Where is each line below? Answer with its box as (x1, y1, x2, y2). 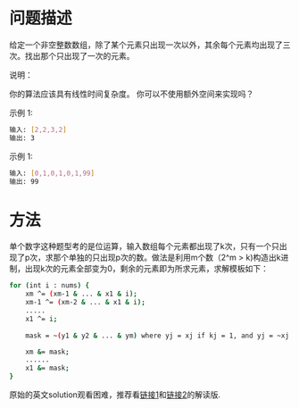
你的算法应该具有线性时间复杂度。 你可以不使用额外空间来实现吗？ (9, 88, 254, 99)
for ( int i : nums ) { (9, 281, 90, 290)
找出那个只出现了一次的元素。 (24, 50, 135, 61)
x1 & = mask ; (25, 363, 70, 373)
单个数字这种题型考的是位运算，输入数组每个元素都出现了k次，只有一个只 (9, 241, 279, 252)
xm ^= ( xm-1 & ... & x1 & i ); (25, 289, 138, 299)
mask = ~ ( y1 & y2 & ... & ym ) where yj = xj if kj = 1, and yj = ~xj (25, 331, 290, 340)
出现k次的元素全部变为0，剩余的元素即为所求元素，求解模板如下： (24, 263, 270, 274)
